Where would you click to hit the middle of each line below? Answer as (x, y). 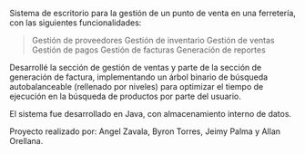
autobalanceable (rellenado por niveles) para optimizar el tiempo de (137, 87)
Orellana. (26, 141)
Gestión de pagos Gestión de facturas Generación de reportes (148, 50)
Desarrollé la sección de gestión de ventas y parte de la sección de (136, 67)
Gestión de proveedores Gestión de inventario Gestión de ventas (153, 40)
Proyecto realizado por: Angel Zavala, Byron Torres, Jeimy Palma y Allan (145, 131)
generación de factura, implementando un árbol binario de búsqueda (139, 77)
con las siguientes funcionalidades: (76, 23)
